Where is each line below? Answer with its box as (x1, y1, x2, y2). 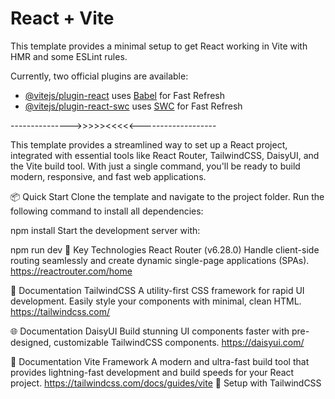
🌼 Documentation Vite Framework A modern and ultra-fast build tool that (10, 355, 310, 367)
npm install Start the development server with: (10, 224, 201, 236)
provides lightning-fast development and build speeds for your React (10, 366, 295, 378)
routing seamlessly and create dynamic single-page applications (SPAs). (10, 254, 310, 266)
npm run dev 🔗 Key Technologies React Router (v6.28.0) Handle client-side (10, 243, 320, 256)
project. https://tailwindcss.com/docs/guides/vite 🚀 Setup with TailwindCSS (10, 377, 322, 389)
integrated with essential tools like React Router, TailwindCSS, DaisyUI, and (10, 149, 320, 161)
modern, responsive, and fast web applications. (10, 170, 207, 182)
